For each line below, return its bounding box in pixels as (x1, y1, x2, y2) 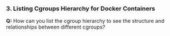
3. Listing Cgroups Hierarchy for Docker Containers (6, 5, 155, 13)
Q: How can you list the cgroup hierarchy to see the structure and (6, 18, 165, 25)
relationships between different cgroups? (6, 23, 106, 30)
